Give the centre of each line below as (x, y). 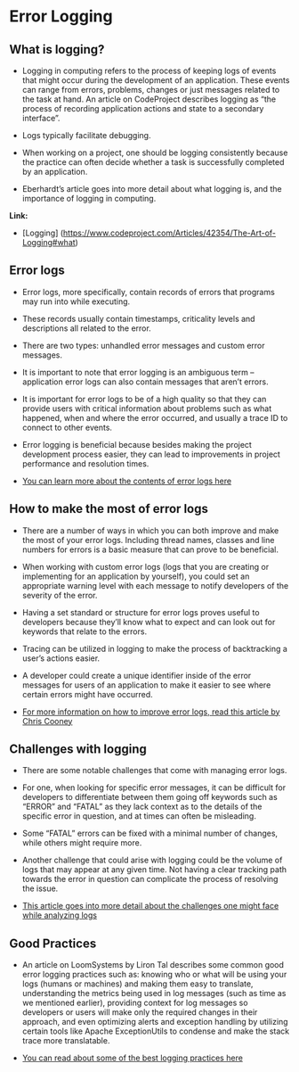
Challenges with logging (78, 750)
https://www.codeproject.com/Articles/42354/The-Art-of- (170, 233)
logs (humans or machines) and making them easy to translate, (137, 984)
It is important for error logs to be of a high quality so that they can (144, 399)
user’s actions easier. (61, 658)
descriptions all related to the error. (86, 328)
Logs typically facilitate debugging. (86, 135)
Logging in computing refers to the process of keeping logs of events (149, 70)
